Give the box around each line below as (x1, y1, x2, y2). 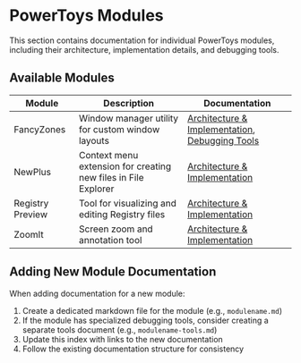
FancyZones (13, 122, 66, 135)
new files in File (79, 171, 144, 183)
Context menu (79, 148, 139, 161)
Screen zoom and (79, 223, 154, 235)
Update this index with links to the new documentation (21, 333, 224, 344)
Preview (13, 207, 47, 220)
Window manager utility (79, 112, 179, 124)
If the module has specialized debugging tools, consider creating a (21, 315, 269, 325)
